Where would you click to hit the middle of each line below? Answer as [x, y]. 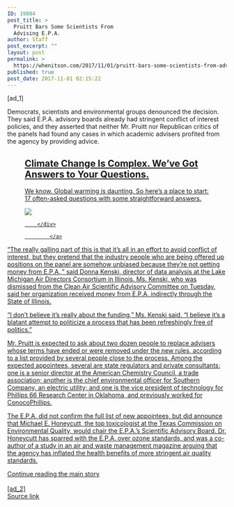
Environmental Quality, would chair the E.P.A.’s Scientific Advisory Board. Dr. [117, 431]
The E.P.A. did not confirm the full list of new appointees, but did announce [115, 416]
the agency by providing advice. [53, 142]
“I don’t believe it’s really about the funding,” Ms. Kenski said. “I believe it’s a [116, 315]
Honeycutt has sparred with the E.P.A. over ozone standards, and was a [110, 438]
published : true [31, 72]
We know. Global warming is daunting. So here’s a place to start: [117, 191]
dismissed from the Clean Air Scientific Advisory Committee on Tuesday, [111, 287]
